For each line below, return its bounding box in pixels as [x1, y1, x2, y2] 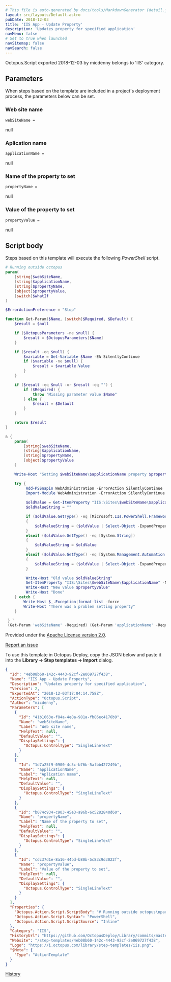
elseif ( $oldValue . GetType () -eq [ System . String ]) [25, 533, 136, 538]
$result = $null [14, 322, 49, 327]
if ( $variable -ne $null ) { [23, 359, 83, 364]
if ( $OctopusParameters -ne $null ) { [14, 331, 95, 336]
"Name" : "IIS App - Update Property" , [10, 677, 93, 682]
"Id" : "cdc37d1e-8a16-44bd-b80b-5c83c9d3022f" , [18, 857, 122, 862]
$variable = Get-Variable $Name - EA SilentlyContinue [23, 354, 140, 359]
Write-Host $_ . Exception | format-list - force [23, 599, 120, 604]
